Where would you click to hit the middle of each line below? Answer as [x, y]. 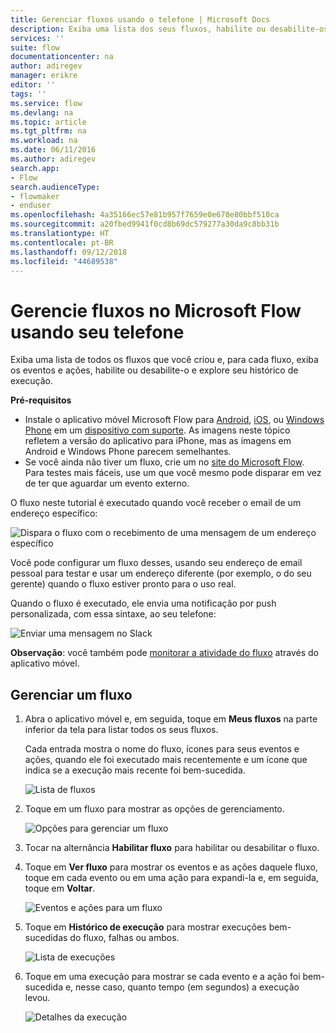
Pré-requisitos [41, 400]
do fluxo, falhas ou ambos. [124, 938]
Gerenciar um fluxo [71, 694]
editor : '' [33, 85]
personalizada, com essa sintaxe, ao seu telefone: [113, 614]
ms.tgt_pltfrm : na [48, 131]
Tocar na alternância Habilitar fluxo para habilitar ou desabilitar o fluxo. [172, 848]
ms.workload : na [44, 141]
